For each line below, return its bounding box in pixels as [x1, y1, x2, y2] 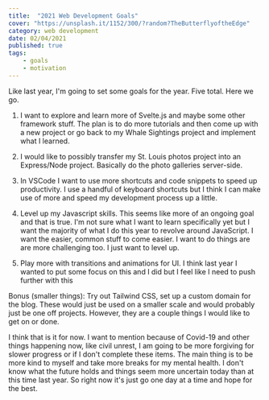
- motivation [23, 64, 67, 72]
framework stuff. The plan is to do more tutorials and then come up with [19, 118, 259, 129]
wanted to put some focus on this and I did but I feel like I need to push [19, 266, 256, 276]
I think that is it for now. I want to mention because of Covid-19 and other [8, 332, 250, 342]
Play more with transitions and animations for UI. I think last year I [19, 258, 238, 268]
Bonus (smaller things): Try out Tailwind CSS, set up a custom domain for [8, 291, 251, 300]
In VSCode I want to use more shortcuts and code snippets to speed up [19, 175, 258, 185]
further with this [19, 275, 74, 285]
